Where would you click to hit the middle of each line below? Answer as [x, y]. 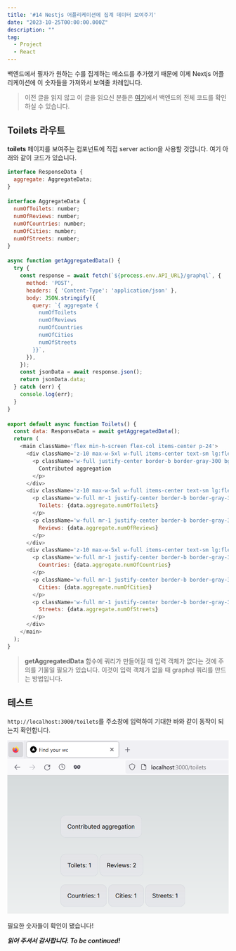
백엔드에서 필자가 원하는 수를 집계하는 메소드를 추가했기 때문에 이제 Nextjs [109, 74]
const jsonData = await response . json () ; [81, 372]
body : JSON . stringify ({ [61, 298]
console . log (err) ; [47, 395]
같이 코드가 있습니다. [48, 158]
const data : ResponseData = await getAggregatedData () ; [97, 432]
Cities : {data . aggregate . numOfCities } [95, 587]
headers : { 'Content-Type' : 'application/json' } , [101, 291]
